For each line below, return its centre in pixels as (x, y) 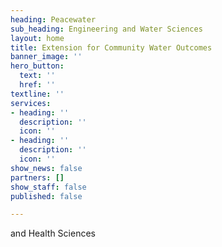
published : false (46, 196)
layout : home (37, 38)
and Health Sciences (53, 233)
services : (31, 103)
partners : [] (37, 177)
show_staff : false (48, 187)
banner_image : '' (46, 57)
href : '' (37, 85)
